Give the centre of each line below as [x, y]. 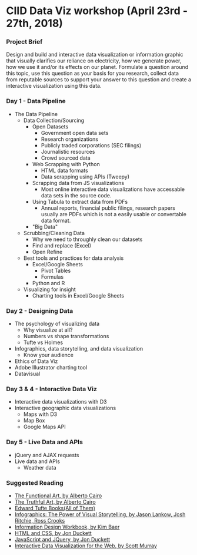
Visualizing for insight [50, 289]
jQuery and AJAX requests [47, 455]
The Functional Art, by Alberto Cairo [58, 495]
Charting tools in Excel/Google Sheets [78, 295]
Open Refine [47, 252]
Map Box [34, 421]
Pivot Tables [56, 270]
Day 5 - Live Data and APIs [45, 442]
